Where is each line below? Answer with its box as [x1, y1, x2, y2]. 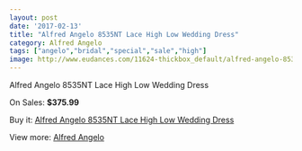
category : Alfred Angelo [9, 38, 102, 48]
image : [9, 55, 34, 64]
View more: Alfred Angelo [9, 132, 105, 142]
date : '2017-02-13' [9, 22, 83, 31]
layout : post [9, 13, 58, 22]
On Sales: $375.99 [9, 97, 79, 108]
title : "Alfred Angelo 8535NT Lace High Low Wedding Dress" [9, 30, 240, 39]
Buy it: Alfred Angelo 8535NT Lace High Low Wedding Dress [9, 114, 235, 125]
